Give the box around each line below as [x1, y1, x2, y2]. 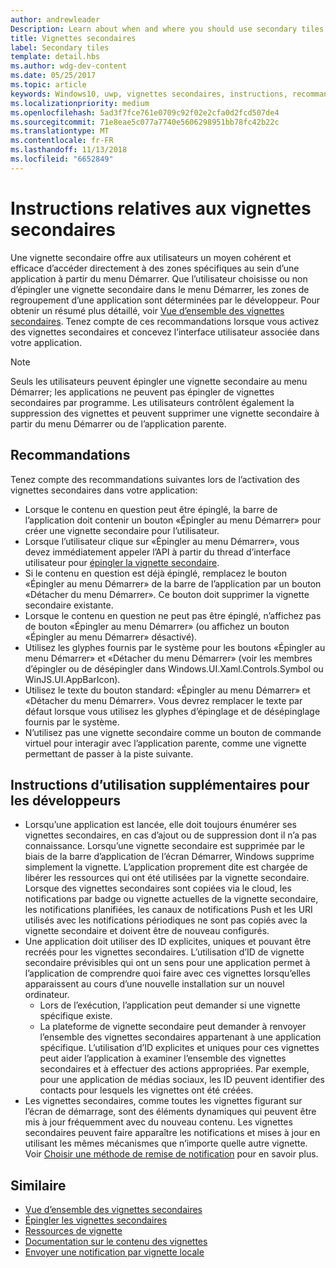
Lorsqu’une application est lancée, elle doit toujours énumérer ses [24, 819, 297, 831]
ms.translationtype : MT [10, 126, 110, 136]
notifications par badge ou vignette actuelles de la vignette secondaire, [24, 893, 319, 905]
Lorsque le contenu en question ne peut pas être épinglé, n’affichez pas [24, 609, 322, 621]
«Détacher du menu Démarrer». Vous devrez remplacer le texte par [24, 694, 303, 706]
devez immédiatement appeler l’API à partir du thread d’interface [24, 546, 291, 558]
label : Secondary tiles [10, 42, 110, 53]
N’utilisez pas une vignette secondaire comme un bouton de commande [24, 726, 322, 738]
